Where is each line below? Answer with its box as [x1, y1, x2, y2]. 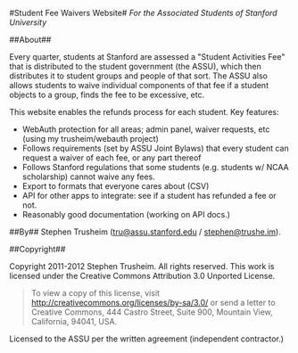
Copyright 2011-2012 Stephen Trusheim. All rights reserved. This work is [9, 261, 275, 271]
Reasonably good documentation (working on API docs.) [21, 209, 230, 219]
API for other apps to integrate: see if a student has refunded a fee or [21, 191, 277, 201]
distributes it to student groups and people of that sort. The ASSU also [9, 70, 269, 81]
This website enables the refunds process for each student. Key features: [9, 107, 279, 117]
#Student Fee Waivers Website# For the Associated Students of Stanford [9, 8, 278, 18]
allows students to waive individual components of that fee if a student [9, 80, 269, 90]
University [9, 17, 47, 28]
